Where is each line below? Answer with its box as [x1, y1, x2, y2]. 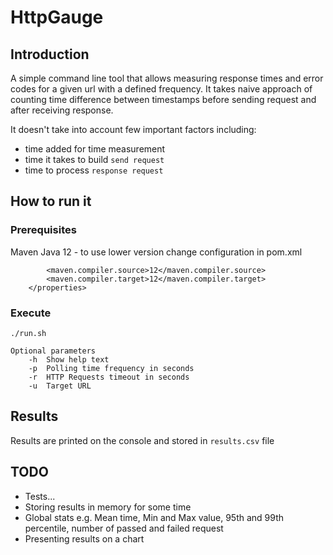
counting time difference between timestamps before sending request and [10, 94, 317, 105]
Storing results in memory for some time [24, 501, 192, 513]
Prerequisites [10, 223, 77, 237]
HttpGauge [10, 6, 104, 29]
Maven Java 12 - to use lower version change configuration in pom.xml [10, 246, 303, 258]
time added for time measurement [24, 143, 166, 155]
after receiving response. [10, 104, 114, 116]
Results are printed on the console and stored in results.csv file [10, 434, 275, 446]
